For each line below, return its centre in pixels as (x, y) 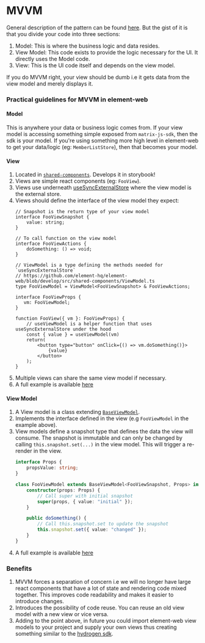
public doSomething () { (56, 518)
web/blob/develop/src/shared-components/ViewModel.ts (85, 282)
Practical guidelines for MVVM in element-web (77, 100)
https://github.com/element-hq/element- (76, 276)
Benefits (19, 569)
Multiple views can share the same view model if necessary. (91, 378)
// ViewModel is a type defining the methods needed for (89, 265)
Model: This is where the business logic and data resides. (87, 46)
